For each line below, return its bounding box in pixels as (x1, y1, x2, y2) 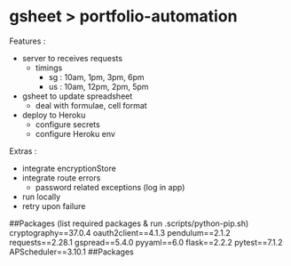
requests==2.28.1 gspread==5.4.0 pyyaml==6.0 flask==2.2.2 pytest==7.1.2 (9, 237, 283, 247)
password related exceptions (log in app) (35, 181, 185, 192)
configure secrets (35, 118, 100, 130)
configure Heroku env (35, 128, 115, 139)
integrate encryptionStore (21, 163, 117, 173)
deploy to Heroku (21, 109, 86, 120)
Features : (9, 36, 46, 46)
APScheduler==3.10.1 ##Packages (9, 246, 135, 257)
